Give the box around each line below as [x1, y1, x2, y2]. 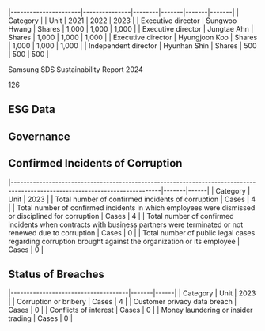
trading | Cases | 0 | [8, 314, 74, 323]
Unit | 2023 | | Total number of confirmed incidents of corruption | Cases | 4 [8, 194, 256, 204]
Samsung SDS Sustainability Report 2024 [8, 65, 144, 74]
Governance [8, 130, 70, 143]
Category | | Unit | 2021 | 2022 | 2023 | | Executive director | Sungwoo [8, 16, 237, 25]
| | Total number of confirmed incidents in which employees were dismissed [8, 202, 256, 213]
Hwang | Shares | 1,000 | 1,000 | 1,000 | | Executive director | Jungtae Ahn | [8, 24, 254, 33]
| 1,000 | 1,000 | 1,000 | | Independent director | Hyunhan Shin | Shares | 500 [8, 41, 257, 51]
